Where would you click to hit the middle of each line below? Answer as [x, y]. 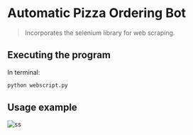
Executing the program [59, 55]
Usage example [43, 108]
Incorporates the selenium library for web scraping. [100, 33]
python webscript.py [38, 85]
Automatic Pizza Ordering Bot [97, 13]
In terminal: [24, 72]
